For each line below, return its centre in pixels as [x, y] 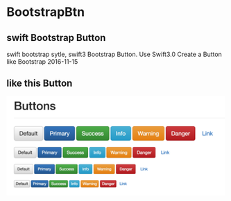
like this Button [40, 84]
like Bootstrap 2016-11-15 [42, 62]
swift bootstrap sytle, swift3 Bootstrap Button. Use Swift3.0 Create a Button [114, 54]
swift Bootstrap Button [56, 38]
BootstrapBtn [45, 12]
